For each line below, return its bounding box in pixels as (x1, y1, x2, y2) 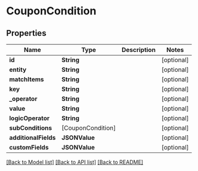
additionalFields (9, 133, 56, 142)
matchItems (9, 75, 44, 83)
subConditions (9, 124, 52, 132)
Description (121, 46, 156, 54)
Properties (6, 28, 47, 38)
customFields (9, 143, 49, 151)
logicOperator (9, 114, 50, 122)
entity (9, 66, 27, 74)
